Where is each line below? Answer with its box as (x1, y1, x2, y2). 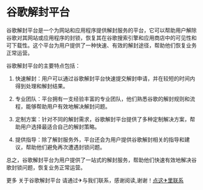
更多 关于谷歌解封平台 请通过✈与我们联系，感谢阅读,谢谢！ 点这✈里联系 (6, 176, 184, 184)
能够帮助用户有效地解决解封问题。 (25, 103, 111, 110)
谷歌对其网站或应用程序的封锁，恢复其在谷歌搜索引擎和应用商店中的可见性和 (6, 34, 197, 41)
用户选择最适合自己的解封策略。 (20, 123, 100, 130)
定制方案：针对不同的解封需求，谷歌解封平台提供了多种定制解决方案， (14, 115, 190, 122)
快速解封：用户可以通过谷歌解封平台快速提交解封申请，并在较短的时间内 (14, 75, 195, 82)
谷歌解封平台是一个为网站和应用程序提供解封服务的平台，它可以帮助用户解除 (6, 27, 197, 34)
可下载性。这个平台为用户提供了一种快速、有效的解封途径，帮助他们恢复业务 (6, 42, 197, 49)
